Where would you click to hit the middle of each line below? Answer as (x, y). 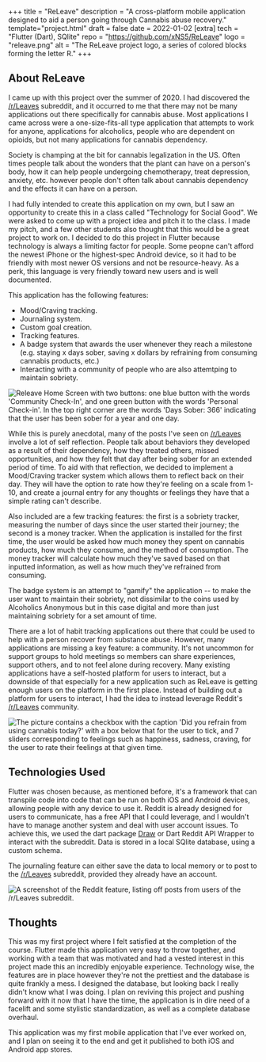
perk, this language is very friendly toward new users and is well (113, 271)
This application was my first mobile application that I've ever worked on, (127, 1033)
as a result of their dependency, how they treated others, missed (114, 450)
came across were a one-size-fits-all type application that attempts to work (131, 123)
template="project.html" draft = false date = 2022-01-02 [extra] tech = (123, 28)
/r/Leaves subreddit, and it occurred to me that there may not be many (123, 105)
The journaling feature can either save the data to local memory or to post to (133, 866)
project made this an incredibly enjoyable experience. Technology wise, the (131, 967)
